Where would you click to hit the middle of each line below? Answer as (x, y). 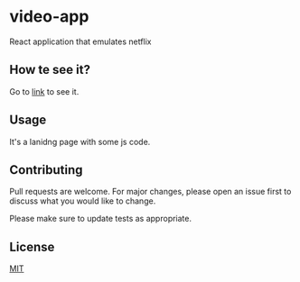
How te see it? (50, 70)
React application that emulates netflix (80, 41)
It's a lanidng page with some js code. (80, 141)
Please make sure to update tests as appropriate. (101, 219)
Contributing (46, 170)
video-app (49, 17)
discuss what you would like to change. (83, 201)
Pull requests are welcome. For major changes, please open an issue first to (150, 192)
